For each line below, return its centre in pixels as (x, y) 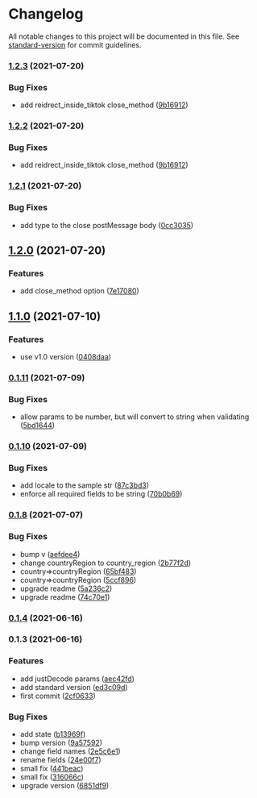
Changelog (46, 14)
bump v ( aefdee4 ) (50, 554)
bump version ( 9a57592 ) (61, 743)
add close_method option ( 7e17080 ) (79, 291)
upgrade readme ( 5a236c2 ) (66, 588)
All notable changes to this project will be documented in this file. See (124, 36)
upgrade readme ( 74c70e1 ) (65, 596)
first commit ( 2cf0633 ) (58, 696)
